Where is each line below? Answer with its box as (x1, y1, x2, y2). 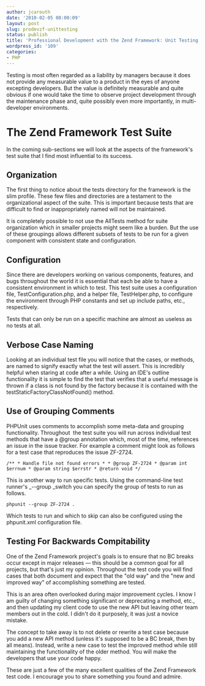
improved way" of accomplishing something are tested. (6, 578, 146, 586)
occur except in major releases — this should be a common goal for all (6, 559, 184, 567)
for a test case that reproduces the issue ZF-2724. (6, 448, 133, 456)
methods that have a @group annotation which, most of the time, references (6, 435, 199, 443)
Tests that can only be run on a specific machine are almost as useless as (6, 315, 193, 323)
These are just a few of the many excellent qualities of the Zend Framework (6, 666, 197, 674)
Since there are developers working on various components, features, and (6, 271, 194, 279)
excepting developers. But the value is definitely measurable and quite (6, 84, 184, 92)
